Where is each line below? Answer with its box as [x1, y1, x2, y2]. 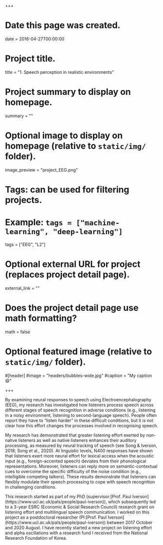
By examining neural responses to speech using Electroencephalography [5, 396, 152, 402]
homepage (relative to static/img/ [5, 140, 146, 152]
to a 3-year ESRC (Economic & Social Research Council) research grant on [5, 504, 155, 510]
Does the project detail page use [5, 303, 139, 313]
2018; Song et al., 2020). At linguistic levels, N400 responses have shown [5, 448, 153, 454]
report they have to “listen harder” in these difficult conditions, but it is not [5, 417, 154, 423]
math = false [5, 328, 30, 335]
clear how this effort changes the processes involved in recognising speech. [5, 422, 158, 428]
